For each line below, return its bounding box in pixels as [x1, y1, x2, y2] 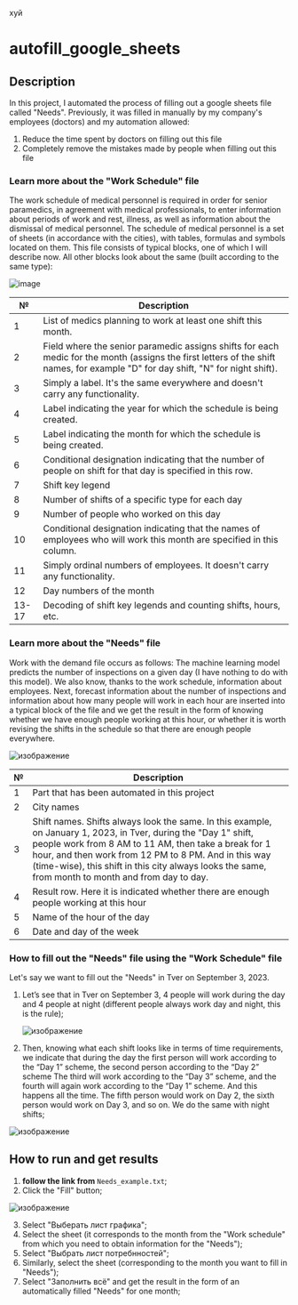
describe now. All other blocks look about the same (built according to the [9, 252, 279, 262]
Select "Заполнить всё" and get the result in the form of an [21, 1276, 239, 1286]
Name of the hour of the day [32, 911, 150, 923]
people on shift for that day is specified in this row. [43, 464, 254, 477]
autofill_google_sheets [9, 39, 181, 59]
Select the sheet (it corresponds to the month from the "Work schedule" [21, 1228, 286, 1239]
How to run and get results [9, 1152, 159, 1167]
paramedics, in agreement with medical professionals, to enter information [9, 205, 281, 215]
